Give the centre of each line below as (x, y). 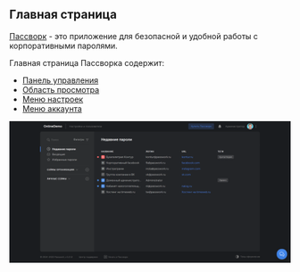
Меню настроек (53, 99)
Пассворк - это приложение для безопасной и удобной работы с (134, 36)
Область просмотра (61, 89)
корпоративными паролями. (63, 45)
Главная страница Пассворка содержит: (87, 62)
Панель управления (60, 80)
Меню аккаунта (52, 108)
